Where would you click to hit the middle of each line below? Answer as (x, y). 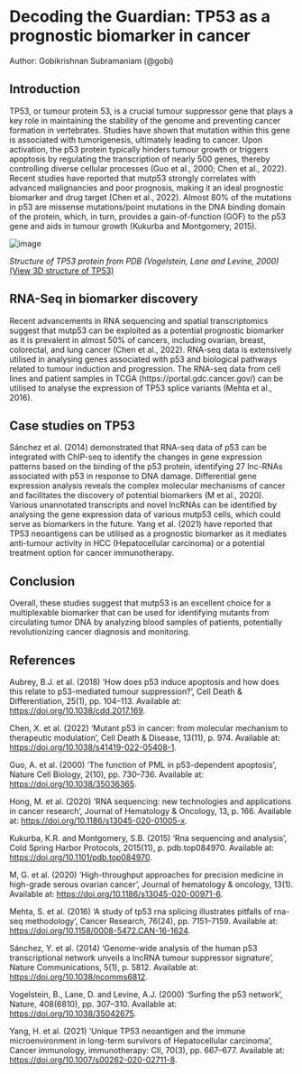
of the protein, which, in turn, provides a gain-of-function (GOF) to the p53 (148, 216)
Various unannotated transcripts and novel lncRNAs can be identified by (143, 505)
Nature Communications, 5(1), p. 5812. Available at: (104, 967)
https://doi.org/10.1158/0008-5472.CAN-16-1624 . (100, 930)
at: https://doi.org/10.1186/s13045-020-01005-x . (98, 820)
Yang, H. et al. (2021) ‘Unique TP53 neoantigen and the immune (128, 1031)
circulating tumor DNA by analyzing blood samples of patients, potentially (146, 622)
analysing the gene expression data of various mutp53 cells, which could (145, 514)
